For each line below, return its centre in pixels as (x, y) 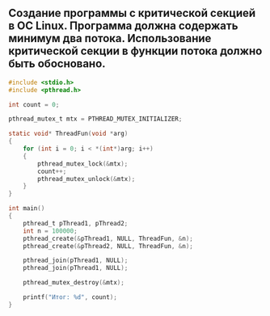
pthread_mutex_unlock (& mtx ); (86, 179)
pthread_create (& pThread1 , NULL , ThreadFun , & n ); (108, 238)
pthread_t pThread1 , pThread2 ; (76, 223)
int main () (27, 209)
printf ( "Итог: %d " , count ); (70, 297)
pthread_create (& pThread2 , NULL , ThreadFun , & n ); (108, 246)
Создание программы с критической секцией (132, 13)
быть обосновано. (57, 64)
